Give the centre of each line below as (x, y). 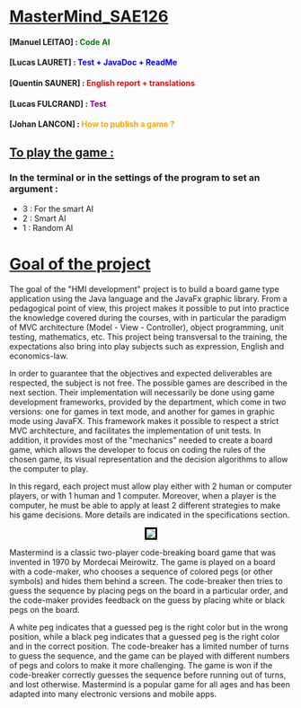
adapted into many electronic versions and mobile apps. (113, 694)
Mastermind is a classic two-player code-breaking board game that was (143, 552)
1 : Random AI (48, 227)
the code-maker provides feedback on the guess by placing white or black (147, 600)
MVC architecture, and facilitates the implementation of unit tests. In (135, 430)
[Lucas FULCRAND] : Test (58, 103)
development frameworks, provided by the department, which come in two (148, 402)
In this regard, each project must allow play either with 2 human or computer (151, 486)
